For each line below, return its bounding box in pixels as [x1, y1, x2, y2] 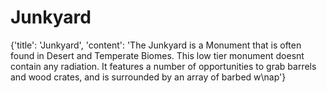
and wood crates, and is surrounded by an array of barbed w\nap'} [10, 71, 287, 83]
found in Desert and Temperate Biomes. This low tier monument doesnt [10, 49, 305, 61]
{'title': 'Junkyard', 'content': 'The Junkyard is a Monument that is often [10, 39, 302, 51]
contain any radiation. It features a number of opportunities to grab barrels [10, 60, 317, 72]
